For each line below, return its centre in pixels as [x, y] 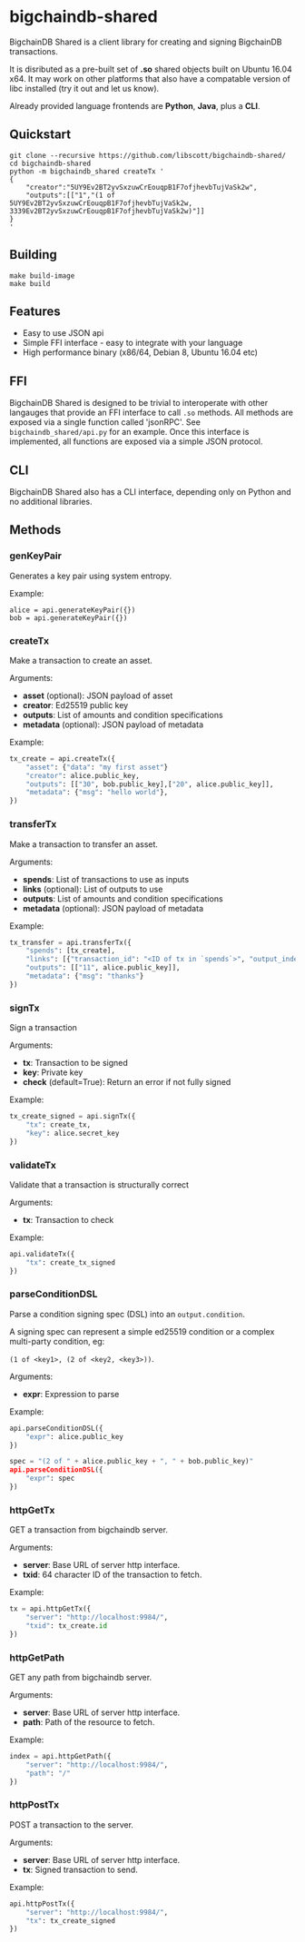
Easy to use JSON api [63, 333]
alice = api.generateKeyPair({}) [73, 610]
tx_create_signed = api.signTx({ [73, 1117]
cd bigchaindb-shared [50, 163]
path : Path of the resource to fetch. [89, 1722]
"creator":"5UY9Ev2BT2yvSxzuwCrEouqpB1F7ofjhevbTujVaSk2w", [142, 187]
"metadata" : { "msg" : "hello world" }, [97, 793]
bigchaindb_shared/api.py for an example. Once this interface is [129, 432]
